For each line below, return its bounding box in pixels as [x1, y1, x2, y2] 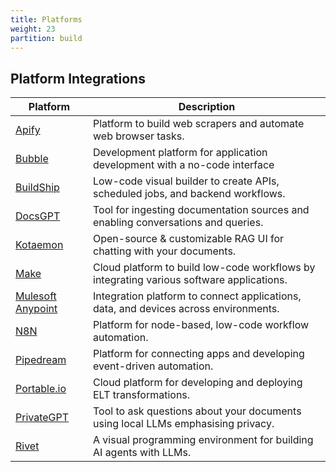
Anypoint [15, 302, 58, 316]
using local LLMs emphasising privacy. [93, 417, 275, 431]
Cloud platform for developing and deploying [93, 376, 303, 390]
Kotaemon [15, 238, 64, 252]
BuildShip [15, 181, 60, 195]
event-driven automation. [93, 359, 214, 373]
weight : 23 [10, 24, 56, 34]
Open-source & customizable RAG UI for [93, 232, 285, 246]
